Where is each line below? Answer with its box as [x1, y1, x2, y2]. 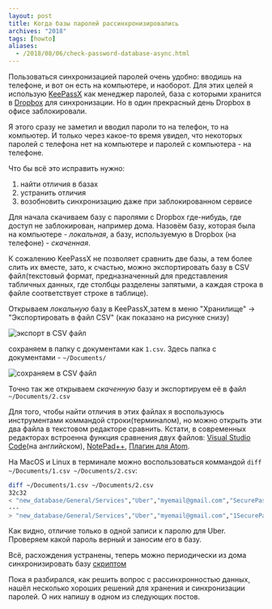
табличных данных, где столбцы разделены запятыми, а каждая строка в [8, 280, 264, 289]
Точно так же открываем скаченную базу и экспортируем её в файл [8, 384, 247, 393]
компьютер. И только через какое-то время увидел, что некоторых [8, 131, 243, 140]
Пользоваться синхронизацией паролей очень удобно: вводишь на [8, 72, 242, 81]
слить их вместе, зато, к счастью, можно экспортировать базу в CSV [8, 263, 249, 272]
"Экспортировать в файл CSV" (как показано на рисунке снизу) [8, 313, 230, 322]
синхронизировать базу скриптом [8, 559, 127, 568]
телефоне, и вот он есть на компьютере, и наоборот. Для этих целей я [8, 80, 253, 90]
